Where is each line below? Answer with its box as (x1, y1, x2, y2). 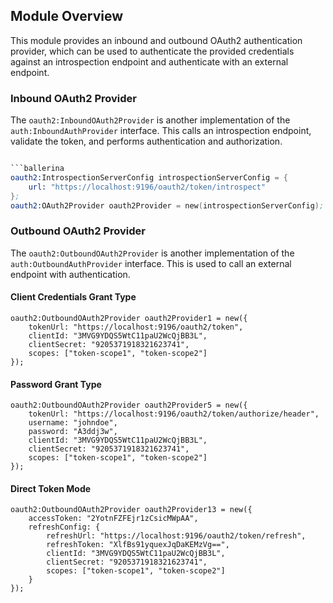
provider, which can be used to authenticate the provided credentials (10, 45, 295, 57)
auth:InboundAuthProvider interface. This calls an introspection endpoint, (10, 125, 312, 137)
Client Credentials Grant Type (10, 291, 137, 303)
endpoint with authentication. (10, 268, 131, 280)
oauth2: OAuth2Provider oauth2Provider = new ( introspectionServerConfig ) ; (10, 200, 325, 211)
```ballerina (10, 164, 65, 174)
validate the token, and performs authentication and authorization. (10, 135, 283, 148)
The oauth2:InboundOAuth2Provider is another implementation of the (10, 114, 291, 126)
